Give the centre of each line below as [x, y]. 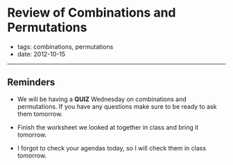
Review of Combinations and [92, 13]
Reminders [31, 82]
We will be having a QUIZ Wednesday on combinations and [102, 99]
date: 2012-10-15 [41, 54]
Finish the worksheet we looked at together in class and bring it [108, 127]
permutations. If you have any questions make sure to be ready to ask [117, 106]
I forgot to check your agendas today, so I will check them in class [112, 148]
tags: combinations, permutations [65, 46]
